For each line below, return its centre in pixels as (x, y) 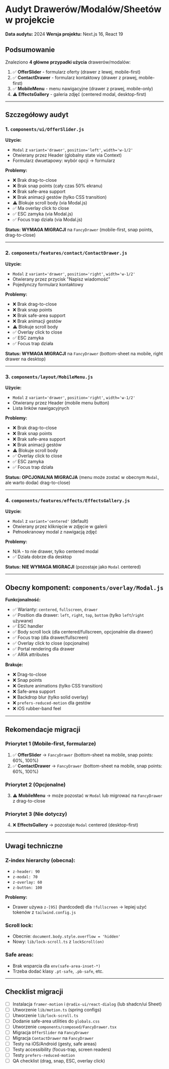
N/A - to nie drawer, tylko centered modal (56, 552)
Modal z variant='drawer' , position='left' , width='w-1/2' (73, 150)
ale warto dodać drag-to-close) (38, 483)
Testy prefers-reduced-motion (44, 1055)
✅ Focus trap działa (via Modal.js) (48, 220)
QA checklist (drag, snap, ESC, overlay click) (59, 1061)
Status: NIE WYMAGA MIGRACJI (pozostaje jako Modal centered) (73, 567)
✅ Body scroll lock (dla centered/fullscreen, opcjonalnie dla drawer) (83, 632)
